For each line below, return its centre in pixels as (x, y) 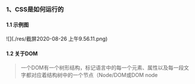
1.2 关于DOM (22, 53)
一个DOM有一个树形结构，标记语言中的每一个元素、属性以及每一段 (102, 68)
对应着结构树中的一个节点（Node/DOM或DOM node (95, 75)
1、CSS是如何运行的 (35, 9)
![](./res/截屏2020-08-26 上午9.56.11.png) (57, 39)
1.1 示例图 (17, 24)
